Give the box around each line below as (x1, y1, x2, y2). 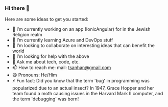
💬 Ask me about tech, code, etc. (12, 59, 80, 65)
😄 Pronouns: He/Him (12, 72, 57, 78)
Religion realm (12, 32, 42, 38)
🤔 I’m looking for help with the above (12, 53, 89, 59)
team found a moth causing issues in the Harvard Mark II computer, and (12, 91, 163, 97)
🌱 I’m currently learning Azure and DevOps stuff (12, 37, 113, 43)
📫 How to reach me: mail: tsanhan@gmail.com (12, 65, 111, 71)
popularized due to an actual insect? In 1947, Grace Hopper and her (12, 85, 154, 91)
